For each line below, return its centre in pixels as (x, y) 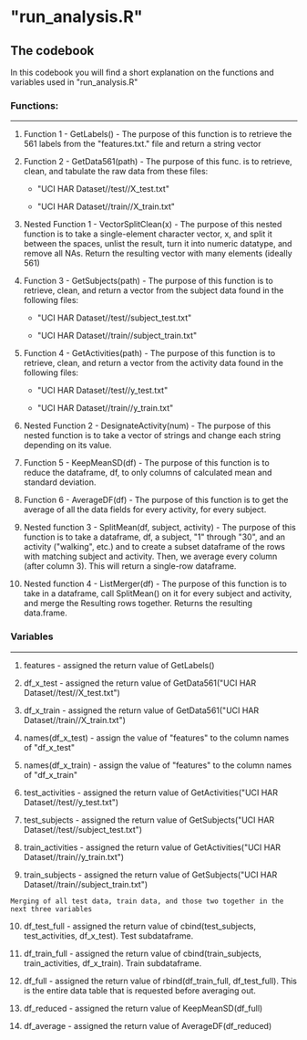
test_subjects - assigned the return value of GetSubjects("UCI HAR (149, 820)
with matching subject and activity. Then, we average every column (150, 557)
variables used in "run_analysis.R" (74, 82)
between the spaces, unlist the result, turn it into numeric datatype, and (158, 244)
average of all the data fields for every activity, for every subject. (145, 509)
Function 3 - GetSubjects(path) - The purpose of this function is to (148, 281)
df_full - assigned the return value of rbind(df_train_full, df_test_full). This (160, 981)
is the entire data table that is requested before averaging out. (139, 990)
